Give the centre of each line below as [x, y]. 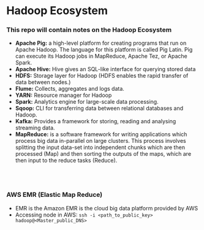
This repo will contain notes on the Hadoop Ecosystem [89, 30]
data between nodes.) [43, 82]
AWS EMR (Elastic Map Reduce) [55, 195]
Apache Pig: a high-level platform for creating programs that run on [101, 43]
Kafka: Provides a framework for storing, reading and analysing [96, 121]
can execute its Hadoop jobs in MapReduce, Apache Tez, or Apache [101, 56]
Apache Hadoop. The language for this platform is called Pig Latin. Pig [104, 50]
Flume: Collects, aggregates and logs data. [70, 89]
